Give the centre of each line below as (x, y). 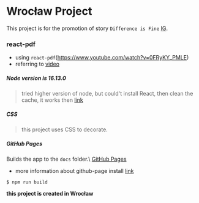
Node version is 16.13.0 (36, 78)
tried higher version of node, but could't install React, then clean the (107, 94)
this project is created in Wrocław (50, 194)
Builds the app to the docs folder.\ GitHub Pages (66, 159)
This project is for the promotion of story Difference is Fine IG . (87, 28)
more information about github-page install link (74, 171)
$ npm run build (27, 182)
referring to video (37, 64)
